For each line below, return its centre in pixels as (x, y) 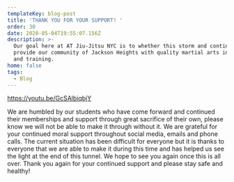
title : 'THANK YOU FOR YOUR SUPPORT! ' (65, 20)
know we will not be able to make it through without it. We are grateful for (112, 127)
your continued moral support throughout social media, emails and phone (112, 134)
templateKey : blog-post (42, 14)
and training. (34, 59)
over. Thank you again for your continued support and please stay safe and (115, 164)
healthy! (19, 171)
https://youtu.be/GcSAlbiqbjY (49, 98)
